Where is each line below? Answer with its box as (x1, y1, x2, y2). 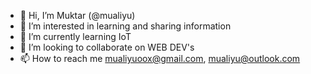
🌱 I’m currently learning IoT (19, 31, 132, 42)
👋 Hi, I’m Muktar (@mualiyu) (19, 10, 136, 21)
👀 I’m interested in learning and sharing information (19, 20, 232, 32)
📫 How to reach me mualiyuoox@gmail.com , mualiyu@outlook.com (19, 53, 301, 64)
